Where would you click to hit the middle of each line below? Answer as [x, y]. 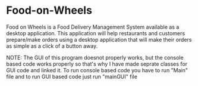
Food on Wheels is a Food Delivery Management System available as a [93, 27]
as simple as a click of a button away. [52, 46]
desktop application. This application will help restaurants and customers [96, 33]
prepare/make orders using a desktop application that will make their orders [99, 39]
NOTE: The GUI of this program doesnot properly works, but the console [95, 57]
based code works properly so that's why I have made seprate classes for [97, 64]
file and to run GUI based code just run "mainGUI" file [72, 76]
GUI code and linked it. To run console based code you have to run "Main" [97, 70]
